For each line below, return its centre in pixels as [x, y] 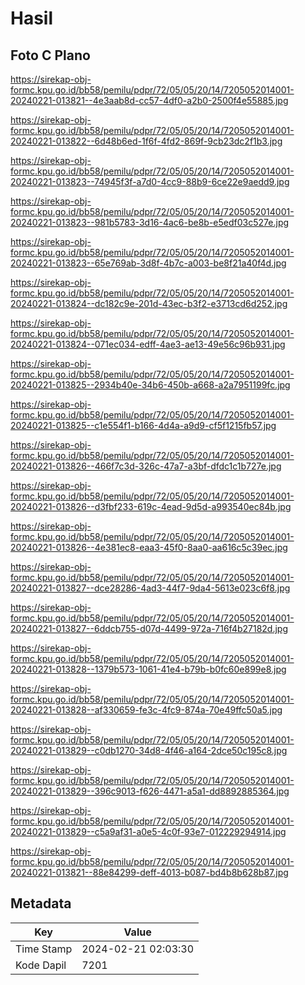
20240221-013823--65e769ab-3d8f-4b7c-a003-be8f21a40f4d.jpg [148, 263]
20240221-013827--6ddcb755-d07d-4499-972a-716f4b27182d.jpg [149, 628]
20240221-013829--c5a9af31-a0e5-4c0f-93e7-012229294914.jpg [148, 831]
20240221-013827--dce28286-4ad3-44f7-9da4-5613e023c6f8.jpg [150, 588]
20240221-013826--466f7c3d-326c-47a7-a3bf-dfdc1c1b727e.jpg [146, 466]
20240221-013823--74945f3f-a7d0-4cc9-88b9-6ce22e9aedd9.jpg [150, 181]
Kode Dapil [41, 965]
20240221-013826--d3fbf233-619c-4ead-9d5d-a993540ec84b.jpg [151, 506]
